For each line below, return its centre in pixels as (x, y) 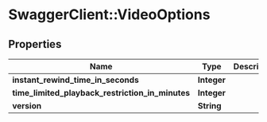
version (27, 106)
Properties (35, 44)
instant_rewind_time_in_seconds (75, 80)
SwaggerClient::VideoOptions (109, 15)
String (209, 106)
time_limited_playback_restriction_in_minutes (101, 93)
